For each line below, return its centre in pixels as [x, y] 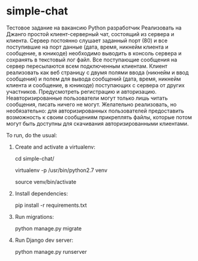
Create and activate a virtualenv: [55, 147]
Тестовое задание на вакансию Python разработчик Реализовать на [94, 28]
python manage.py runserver [51, 251]
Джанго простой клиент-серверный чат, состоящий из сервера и [90, 34]
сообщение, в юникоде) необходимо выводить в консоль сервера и [94, 53]
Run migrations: [34, 216]
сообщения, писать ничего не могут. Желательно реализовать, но [91, 104]
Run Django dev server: [44, 240]
